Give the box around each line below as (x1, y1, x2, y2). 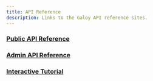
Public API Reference (6, 35, 70, 43)
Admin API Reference (6, 51, 71, 60)
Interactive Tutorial (6, 68, 64, 76)
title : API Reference (6, 9, 61, 15)
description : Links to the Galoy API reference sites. (6, 15, 148, 21)
